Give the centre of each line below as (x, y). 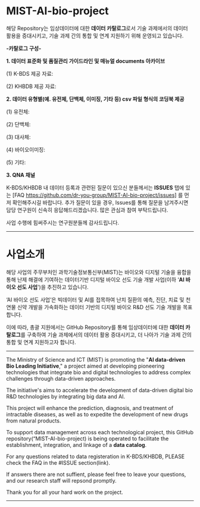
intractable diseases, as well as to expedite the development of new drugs (97, 414)
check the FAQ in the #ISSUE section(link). (58, 462)
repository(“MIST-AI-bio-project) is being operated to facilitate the (87, 438)
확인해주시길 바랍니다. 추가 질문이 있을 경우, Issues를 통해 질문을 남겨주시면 (100, 202)
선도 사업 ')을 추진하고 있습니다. (53, 287)
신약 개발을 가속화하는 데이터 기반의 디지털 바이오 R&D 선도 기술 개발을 (99, 307)
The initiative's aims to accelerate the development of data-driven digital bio (100, 390)
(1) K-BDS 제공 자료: (30, 73)
